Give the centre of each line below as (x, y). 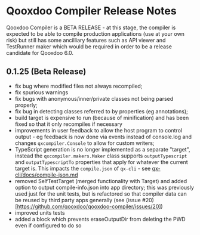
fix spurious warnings (41, 92)
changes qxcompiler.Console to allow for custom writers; (84, 143)
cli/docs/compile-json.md (46, 175)
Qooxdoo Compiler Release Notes (92, 11)
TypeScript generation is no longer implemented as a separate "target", (102, 149)
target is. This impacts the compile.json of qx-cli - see (83, 168)
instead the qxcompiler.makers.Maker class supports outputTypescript (101, 156)
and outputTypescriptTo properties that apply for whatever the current (101, 162)
